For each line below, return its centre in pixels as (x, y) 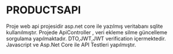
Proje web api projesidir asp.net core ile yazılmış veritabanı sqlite (84, 26)
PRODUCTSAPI (44, 10)
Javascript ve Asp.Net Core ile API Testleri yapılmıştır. (71, 45)
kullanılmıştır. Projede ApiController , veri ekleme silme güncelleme (87, 32)
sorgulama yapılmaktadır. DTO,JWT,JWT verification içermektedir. (86, 38)
